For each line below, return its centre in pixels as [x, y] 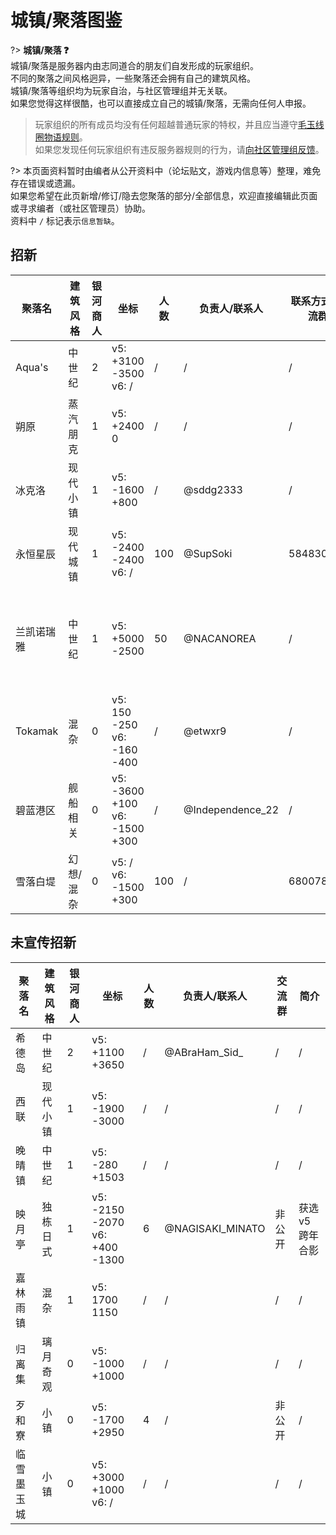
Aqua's [32, 367]
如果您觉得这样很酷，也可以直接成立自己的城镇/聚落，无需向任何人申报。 [161, 103]
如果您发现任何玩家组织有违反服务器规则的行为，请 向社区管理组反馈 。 [179, 149]
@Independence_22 [231, 809]
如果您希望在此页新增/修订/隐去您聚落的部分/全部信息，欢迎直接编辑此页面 [164, 195]
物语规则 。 [65, 137]
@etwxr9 [205, 731]
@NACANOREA [220, 638]
